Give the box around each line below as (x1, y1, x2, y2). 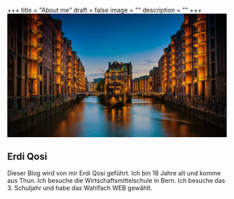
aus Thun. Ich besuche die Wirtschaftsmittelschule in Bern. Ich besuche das (7, 177, 226, 185)
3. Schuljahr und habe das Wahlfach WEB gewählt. (7, 184, 153, 192)
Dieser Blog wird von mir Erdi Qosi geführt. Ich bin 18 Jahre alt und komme (7, 169, 221, 177)
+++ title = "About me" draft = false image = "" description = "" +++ (7, 6, 202, 14)
